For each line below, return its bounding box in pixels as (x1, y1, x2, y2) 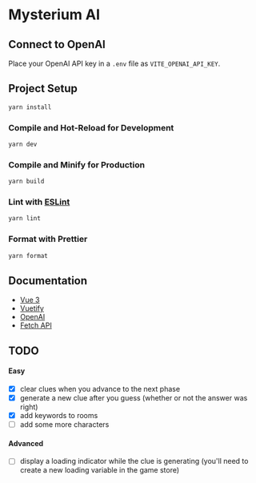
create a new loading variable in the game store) (19, 465, 180, 475)
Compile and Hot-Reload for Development (8, 122, 174, 133)
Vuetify (19, 304, 44, 313)
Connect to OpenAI (8, 38, 106, 51)
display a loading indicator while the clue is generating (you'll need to (19, 457, 249, 466)
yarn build (8, 178, 45, 186)
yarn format (8, 252, 48, 260)
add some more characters (19, 419, 110, 429)
